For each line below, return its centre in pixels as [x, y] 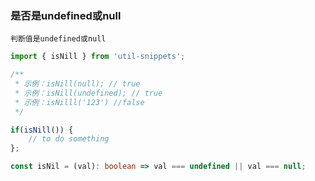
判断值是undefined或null [58, 39]
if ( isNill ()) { [42, 130]
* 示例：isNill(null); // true [77, 84]
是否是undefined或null [66, 15]
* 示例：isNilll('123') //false [79, 102]
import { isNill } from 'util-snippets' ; [98, 57]
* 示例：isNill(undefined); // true [88, 93]
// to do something [69, 139]
